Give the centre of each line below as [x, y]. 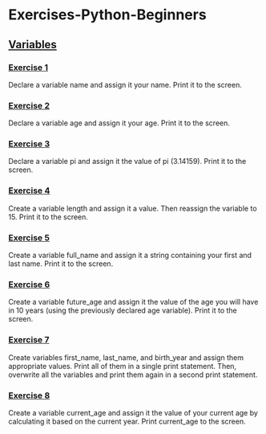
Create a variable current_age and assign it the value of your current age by [133, 412]
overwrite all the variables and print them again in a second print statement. [133, 375]
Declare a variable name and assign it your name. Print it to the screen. [125, 84]
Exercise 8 [29, 395]
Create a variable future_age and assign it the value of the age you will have [133, 302]
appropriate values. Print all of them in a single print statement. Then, [123, 366]
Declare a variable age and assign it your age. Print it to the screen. [119, 123]
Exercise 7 [29, 340]
